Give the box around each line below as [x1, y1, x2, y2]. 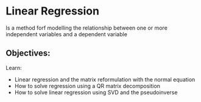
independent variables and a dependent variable [5, 30, 127, 37]
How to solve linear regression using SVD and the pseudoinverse [14, 89, 178, 96]
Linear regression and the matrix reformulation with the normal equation [14, 75, 196, 83]
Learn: [5, 64, 22, 71]
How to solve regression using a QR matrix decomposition [14, 82, 161, 89]
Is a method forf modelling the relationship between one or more [5, 24, 168, 31]
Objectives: [5, 48, 51, 59]
